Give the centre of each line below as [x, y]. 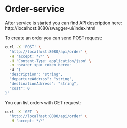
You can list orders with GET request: [43, 102]
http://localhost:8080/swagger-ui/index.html [50, 28]
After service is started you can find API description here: [63, 23]
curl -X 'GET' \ [22, 112]
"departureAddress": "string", [42, 79]
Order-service [35, 9]
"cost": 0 [20, 88]
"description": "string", [36, 75]
